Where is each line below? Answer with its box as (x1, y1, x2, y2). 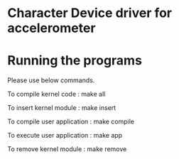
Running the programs (7, 53, 142, 69)
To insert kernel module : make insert (7, 104, 116, 112)
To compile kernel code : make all (7, 90, 106, 99)
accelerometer (7, 20, 96, 36)
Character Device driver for (7, 5, 173, 21)
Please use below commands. (7, 76, 95, 84)
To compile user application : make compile (7, 117, 135, 126)
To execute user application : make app (7, 131, 123, 140)
